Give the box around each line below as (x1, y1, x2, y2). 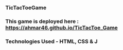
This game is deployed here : (5, 17, 79, 24)
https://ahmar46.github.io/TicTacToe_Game (5, 24, 118, 31)
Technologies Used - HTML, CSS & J (5, 38, 98, 45)
